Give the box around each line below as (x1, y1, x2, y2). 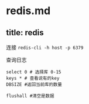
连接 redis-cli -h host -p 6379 (6, 44, 84, 51)
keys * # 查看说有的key (6, 75, 60, 81)
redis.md (6, 4, 51, 18)
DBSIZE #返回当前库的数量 (6, 82, 63, 88)
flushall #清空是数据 (6, 93, 54, 99)
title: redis (6, 28, 44, 38)
